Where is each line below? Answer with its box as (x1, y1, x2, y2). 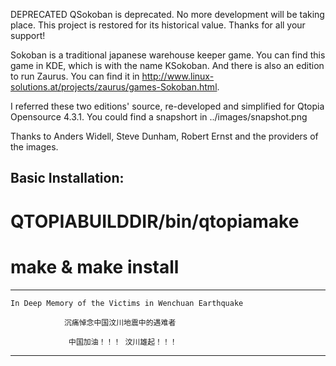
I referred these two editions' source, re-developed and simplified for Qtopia (10, 100, 325, 112)
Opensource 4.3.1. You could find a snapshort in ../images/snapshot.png (10, 111, 308, 123)
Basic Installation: (10, 170, 125, 187)
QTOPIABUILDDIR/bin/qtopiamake (10, 210, 300, 233)
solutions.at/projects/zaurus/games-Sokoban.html (10, 81, 218, 93)
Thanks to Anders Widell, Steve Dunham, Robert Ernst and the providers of (10, 130, 319, 142)
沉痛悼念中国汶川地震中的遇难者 (63, 317, 177, 328)
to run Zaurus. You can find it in (10, 70, 140, 82)
